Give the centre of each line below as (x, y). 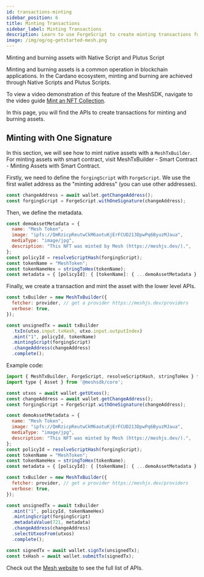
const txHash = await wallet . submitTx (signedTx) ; (70, 556)
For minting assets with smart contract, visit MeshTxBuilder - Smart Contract (102, 159)
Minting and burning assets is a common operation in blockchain (87, 69)
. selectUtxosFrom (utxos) (43, 534)
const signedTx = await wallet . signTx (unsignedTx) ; (73, 550)
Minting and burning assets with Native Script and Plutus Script (86, 58)
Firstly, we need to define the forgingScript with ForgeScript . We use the (98, 177)
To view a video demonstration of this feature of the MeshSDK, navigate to (100, 94)
